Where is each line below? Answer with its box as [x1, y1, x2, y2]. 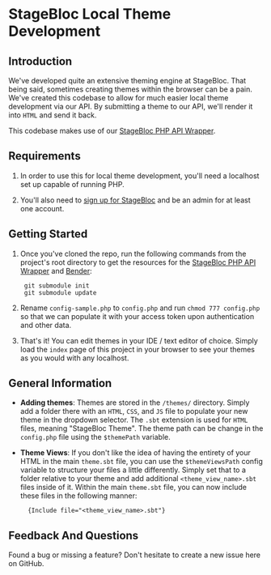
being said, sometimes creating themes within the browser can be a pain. [8, 84, 252, 94]
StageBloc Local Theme [8, 5, 171, 23]
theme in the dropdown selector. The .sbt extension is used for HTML [19, 415, 248, 425]
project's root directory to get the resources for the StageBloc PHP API [19, 257, 256, 267]
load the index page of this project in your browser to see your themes [19, 344, 255, 354]
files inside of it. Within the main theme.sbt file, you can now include [19, 483, 247, 492]
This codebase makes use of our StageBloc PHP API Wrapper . [8, 126, 216, 135]
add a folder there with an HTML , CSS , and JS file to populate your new [19, 407, 248, 416]
